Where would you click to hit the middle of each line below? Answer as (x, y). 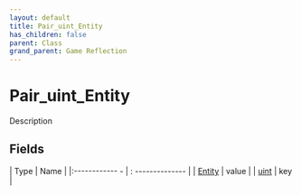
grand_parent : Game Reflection (68, 51)
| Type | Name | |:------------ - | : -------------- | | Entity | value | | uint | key (151, 171)
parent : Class (36, 43)
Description (31, 121)
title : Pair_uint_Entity (56, 26)
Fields (27, 149)
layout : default (40, 18)
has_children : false (48, 34)
